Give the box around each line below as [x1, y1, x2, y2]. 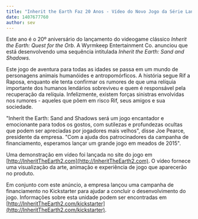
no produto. [6, 170, 35, 177]
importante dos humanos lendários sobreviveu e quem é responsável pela [6, 85, 186, 92]
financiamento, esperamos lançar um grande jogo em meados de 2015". [6, 140, 181, 147]
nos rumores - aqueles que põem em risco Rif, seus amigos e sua [6, 97, 166, 104]
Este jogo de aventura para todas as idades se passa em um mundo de [6, 66, 179, 73]
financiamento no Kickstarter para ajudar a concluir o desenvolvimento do [6, 188, 186, 195]
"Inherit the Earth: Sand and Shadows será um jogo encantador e [6, 115, 164, 122]
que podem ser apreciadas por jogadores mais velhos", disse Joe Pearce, [6, 127, 186, 134]
